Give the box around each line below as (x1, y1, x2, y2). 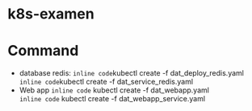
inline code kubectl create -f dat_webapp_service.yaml (19, 94, 206, 104)
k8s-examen (7, 5, 94, 23)
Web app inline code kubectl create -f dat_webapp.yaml (19, 85, 209, 95)
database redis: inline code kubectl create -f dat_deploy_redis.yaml (19, 68, 244, 78)
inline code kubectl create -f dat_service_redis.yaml (19, 77, 194, 87)
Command (7, 42, 79, 60)
